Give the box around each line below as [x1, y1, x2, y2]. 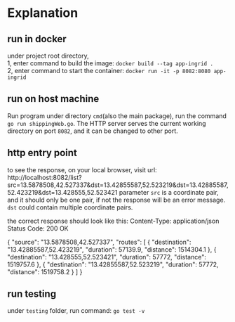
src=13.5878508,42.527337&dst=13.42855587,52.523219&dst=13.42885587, [7, 181, 229, 189]
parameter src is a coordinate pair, [119, 188, 219, 196]
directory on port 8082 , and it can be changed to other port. [7, 127, 179, 135]
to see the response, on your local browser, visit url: [7, 165, 157, 174]
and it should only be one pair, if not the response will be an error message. [7, 195, 226, 204]
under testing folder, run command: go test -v [7, 307, 145, 315]
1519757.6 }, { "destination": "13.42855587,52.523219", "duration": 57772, [7, 260, 219, 269]
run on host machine [7, 93, 100, 105]
